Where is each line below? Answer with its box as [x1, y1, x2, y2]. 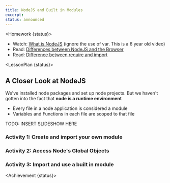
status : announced [5, 17, 44, 22]
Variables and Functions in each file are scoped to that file [12, 111, 135, 117]
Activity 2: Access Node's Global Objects [5, 147, 109, 154]
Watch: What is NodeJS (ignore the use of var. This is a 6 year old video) [12, 41, 165, 47]
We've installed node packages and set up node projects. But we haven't [5, 90, 158, 96]
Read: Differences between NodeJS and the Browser [12, 47, 124, 53]
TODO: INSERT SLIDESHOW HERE [5, 121, 77, 127]
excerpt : [5, 12, 24, 17]
